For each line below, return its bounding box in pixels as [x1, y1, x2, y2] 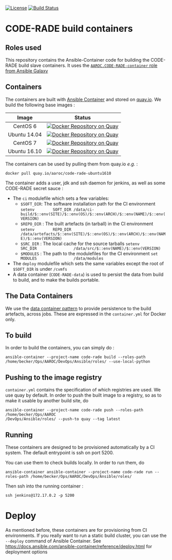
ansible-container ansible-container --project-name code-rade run [5, 470, 153, 475]
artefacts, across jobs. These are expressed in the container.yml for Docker [5, 311, 166, 317]
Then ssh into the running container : [5, 483, 84, 489]
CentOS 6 [13, 122, 37, 129]
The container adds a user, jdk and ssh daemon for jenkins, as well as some [5, 180, 166, 186]
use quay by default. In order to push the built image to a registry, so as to [5, 392, 162, 398]
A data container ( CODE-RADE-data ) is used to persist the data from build [12, 271, 164, 277]
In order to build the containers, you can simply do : [5, 345, 114, 351]
